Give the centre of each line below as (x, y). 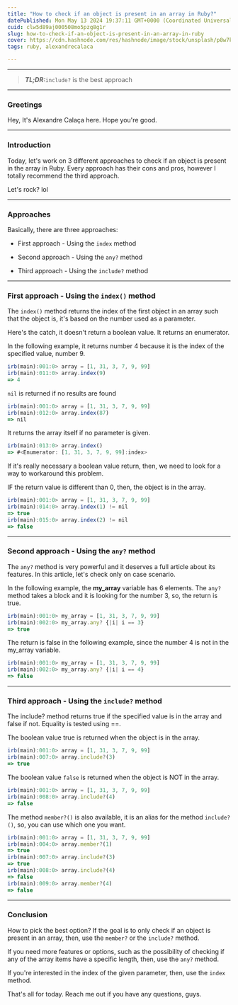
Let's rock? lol (28, 189)
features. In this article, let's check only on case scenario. (91, 574)
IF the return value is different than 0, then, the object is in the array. (107, 487)
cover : (17, 40)
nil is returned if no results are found (62, 393)
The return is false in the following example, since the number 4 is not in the (118, 643)
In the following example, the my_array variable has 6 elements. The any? (114, 587)
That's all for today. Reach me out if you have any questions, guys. (104, 994)
